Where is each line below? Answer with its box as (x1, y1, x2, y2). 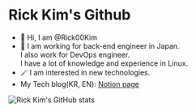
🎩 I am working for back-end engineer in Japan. (19, 41, 180, 50)
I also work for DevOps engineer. (19, 50, 130, 59)
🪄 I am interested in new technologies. (19, 67, 151, 77)
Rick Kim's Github (8, 6, 131, 24)
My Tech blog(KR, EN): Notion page (19, 79, 139, 88)
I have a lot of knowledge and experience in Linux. (19, 58, 189, 68)
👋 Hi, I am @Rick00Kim (19, 32, 97, 42)
